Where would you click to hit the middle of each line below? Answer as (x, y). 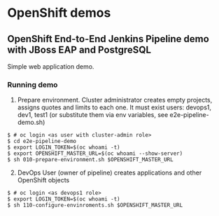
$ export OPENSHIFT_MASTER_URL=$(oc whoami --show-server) (95, 154)
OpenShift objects (43, 180)
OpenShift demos (59, 13)
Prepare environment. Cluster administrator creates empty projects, (115, 100)
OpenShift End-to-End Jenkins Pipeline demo (108, 39)
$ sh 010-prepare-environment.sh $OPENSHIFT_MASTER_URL (90, 160)
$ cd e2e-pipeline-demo (42, 142)
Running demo (33, 84)
